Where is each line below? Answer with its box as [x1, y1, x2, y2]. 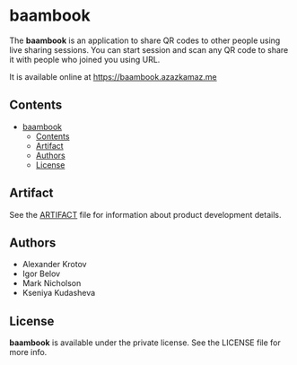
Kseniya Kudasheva [22, 288, 96, 299]
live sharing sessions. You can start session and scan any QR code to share [9, 44, 289, 55]
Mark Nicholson [22, 278, 82, 289]
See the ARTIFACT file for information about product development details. [9, 209, 282, 220]
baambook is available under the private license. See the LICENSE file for [9, 337, 281, 348]
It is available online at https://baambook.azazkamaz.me [9, 71, 217, 82]
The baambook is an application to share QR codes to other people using [9, 35, 281, 46]
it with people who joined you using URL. [9, 54, 161, 65]
